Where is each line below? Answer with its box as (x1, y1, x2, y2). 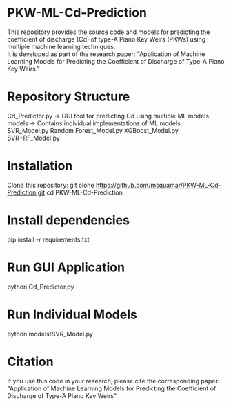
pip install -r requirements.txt (7, 235, 90, 244)
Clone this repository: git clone (7, 181, 94, 189)
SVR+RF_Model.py (7, 134, 60, 142)
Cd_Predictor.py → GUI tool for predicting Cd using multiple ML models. (7, 111, 211, 120)
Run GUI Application (7, 260, 125, 275)
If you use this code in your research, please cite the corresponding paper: (7, 377, 220, 385)
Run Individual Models (7, 307, 138, 323)
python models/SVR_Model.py (7, 329, 93, 338)
